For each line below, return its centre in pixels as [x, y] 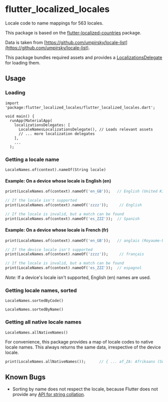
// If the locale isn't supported [41, 200]
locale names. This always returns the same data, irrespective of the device [83, 347]
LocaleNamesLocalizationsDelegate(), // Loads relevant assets [86, 129]
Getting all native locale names [43, 322]
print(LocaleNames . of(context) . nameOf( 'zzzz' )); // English [73, 205]
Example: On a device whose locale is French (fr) [57, 230]
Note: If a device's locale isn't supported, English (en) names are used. [78, 277]
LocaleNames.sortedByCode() [34, 301]
